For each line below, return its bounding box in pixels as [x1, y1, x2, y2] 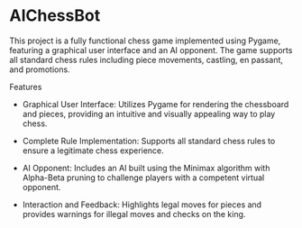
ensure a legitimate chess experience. [22, 145, 164, 156]
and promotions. [9, 64, 70, 75]
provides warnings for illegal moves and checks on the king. [22, 208, 246, 219]
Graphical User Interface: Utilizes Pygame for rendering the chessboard [22, 98, 289, 109]
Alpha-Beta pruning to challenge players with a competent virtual [22, 172, 265, 183]
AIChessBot [9, 5, 101, 26]
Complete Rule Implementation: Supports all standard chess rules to [22, 135, 276, 146]
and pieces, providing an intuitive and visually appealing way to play [22, 108, 276, 119]
